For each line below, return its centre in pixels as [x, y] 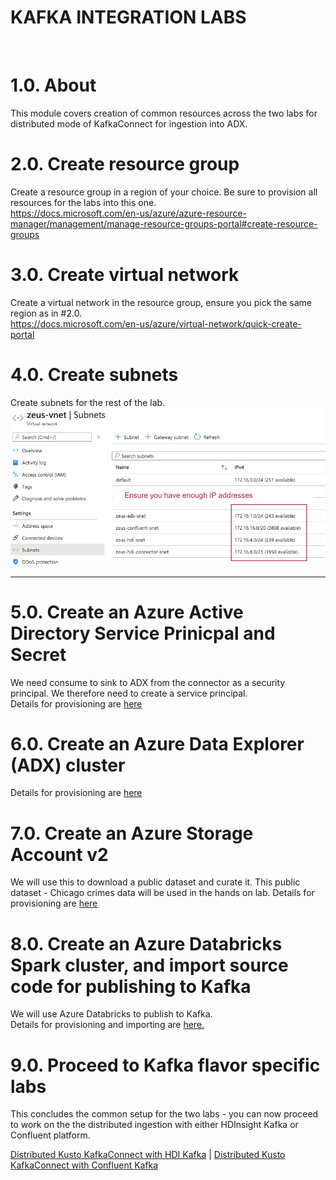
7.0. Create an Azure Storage [132, 833]
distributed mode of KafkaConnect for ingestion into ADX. [129, 123]
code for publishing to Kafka [131, 986]
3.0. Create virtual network [125, 275]
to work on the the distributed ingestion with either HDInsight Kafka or [154, 1125]
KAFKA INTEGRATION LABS [128, 17]
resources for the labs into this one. [83, 202]
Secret [38, 654]
